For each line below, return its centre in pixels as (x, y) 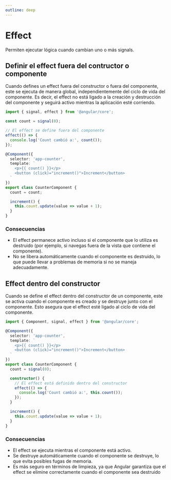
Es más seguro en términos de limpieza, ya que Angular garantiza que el (89, 466)
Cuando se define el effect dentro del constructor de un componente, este (84, 296)
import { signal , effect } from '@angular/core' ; (60, 112)
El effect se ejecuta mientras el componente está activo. (72, 450)
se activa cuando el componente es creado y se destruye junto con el (79, 301)
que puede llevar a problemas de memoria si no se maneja (75, 262)
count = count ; (26, 192)
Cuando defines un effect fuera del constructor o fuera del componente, (82, 86)
